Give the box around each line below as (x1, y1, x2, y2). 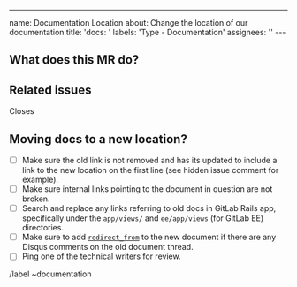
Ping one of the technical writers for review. (21, 251, 181, 261)
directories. (21, 223, 65, 233)
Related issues (9, 82, 92, 97)
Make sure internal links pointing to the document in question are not (21, 184, 273, 194)
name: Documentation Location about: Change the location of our (9, 18, 248, 27)
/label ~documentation (9, 268, 92, 279)
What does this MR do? (9, 52, 140, 67)
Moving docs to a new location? (9, 132, 187, 147)
